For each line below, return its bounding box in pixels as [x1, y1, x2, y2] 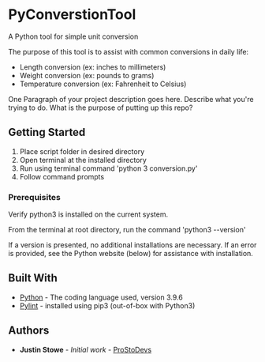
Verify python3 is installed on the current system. [8, 209, 168, 219]
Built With [8, 271, 58, 285]
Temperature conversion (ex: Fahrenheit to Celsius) [19, 79, 187, 89]
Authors [8, 324, 50, 337]
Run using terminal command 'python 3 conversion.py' [19, 164, 198, 173]
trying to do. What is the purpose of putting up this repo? [8, 103, 193, 112]
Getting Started [8, 126, 86, 139]
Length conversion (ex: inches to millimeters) [19, 62, 166, 72]
